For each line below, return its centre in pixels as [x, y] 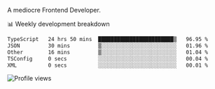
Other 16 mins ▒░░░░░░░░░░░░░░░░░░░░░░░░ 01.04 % [108, 52]
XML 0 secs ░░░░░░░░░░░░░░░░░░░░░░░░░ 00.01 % [108, 65]
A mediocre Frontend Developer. [54, 10]
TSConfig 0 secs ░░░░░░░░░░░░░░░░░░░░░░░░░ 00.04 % [108, 58]
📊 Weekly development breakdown [58, 24]
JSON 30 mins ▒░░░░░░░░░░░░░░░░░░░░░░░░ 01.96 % [108, 46]
